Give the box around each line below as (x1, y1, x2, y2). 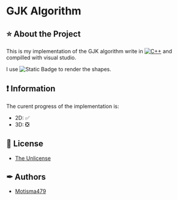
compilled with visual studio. (6, 54, 77, 61)
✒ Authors (6, 172, 46, 182)
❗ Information (6, 84, 56, 94)
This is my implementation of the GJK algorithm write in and (6, 48, 173, 54)
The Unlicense (14, 154, 51, 162)
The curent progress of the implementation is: (6, 102, 120, 110)
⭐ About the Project (6, 29, 81, 39)
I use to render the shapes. (6, 66, 111, 72)
